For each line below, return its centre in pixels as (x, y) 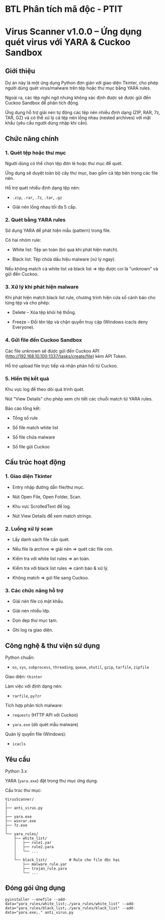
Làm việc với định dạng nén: (34, 686)
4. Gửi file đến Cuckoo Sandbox (44, 340)
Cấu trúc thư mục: (23, 790)
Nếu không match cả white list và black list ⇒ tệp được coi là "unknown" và (82, 269)
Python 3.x (16, 771)
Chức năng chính (32, 139)
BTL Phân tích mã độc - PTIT (64, 9)
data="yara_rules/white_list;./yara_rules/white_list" (63, 904)
